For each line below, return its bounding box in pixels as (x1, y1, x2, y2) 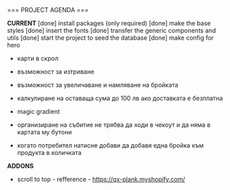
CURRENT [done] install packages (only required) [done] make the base (7, 19, 211, 27)
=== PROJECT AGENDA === (7, 6, 89, 14)
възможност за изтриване (16, 68, 95, 75)
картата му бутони (16, 128, 72, 136)
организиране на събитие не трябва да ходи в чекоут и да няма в (16, 121, 211, 129)
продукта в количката (16, 149, 82, 156)
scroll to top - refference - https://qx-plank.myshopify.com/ (16, 175, 185, 183)
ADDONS (7, 162, 34, 170)
